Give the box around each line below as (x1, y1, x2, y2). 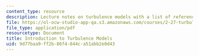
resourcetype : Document (6, 30, 65, 36)
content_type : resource (6, 8, 65, 15)
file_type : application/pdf (6, 24, 76, 31)
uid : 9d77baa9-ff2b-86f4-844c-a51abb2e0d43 (6, 41, 115, 47)
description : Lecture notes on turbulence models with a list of (6, 14, 171, 20)
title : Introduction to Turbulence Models (6, 36, 113, 41)
